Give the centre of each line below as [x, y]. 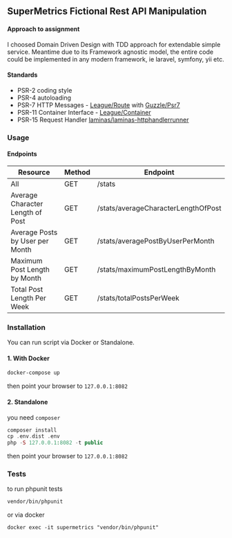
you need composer [34, 417]
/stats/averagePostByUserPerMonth [156, 241]
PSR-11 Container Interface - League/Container [84, 112]
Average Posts [34, 232]
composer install [32, 430]
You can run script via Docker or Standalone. [71, 342]
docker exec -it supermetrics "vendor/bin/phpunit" [83, 528]
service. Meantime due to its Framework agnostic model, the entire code [110, 52]
